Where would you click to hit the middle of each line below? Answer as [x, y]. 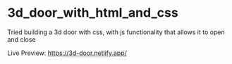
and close [22, 39]
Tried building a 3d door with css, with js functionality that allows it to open [116, 32]
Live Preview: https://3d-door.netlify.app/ [67, 53]
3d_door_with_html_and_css [93, 13]
